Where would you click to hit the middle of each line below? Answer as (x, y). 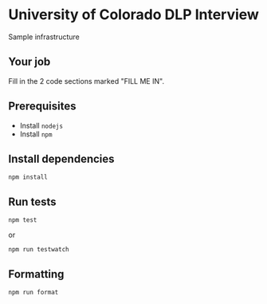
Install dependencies (61, 158)
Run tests (32, 201)
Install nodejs (41, 125)
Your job (29, 62)
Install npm (36, 134)
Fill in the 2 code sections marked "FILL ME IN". (86, 81)
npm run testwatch (39, 250)
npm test (23, 220)
